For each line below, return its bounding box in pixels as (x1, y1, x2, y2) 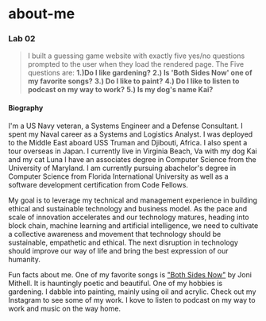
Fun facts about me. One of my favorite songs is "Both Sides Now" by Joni (8, 269, 253, 279)
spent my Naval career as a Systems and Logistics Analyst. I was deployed (8, 129, 253, 139)
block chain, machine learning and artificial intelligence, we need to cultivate (8, 220, 259, 230)
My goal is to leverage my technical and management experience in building (8, 195, 258, 205)
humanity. (8, 254, 41, 264)
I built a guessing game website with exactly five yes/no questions (27, 51, 245, 60)
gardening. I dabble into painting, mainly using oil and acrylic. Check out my (8, 287, 256, 296)
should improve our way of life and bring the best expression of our (8, 246, 229, 255)
